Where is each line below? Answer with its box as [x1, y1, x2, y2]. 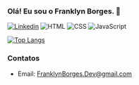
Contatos [7, 53, 40, 63]
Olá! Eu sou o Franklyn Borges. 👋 [7, 6, 121, 16]
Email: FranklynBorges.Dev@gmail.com [17, 70, 132, 78]
